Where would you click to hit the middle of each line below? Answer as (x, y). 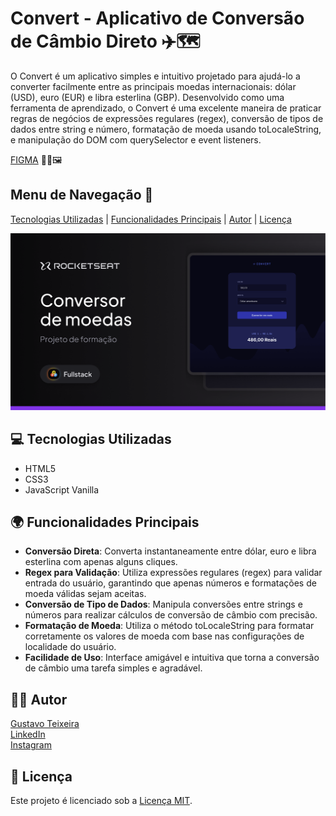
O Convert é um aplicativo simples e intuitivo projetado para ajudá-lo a (155, 76)
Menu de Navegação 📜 (82, 195)
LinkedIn (28, 734)
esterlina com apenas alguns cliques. (101, 562)
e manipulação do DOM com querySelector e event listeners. (136, 139)
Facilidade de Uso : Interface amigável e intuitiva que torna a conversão (172, 658)
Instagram (31, 745)
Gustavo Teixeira (45, 724)
